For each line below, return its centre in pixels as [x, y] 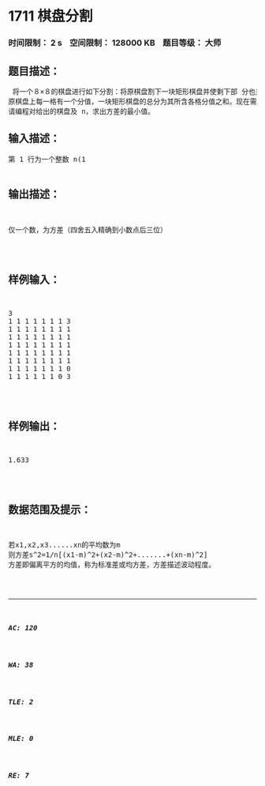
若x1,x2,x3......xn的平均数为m [64, 545]
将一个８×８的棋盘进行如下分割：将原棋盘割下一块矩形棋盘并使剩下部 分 [131, 91]
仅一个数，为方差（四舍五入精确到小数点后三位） [88, 229]
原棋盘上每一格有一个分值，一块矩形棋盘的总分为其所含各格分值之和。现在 [129, 101]
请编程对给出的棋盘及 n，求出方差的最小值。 [82, 111]
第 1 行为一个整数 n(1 [47, 159]
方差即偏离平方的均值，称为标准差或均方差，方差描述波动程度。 [112, 564]
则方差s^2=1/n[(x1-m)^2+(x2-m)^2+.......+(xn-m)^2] [108, 555]
